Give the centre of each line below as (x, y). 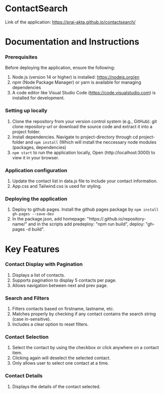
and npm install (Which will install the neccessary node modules (91, 142)
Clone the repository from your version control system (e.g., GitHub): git (84, 121)
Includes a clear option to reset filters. (50, 324)
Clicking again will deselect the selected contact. (61, 358)
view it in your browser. (36, 157)
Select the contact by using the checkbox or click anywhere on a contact (85, 348)
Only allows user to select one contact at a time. (61, 363)
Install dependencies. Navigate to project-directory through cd (75, 137)
